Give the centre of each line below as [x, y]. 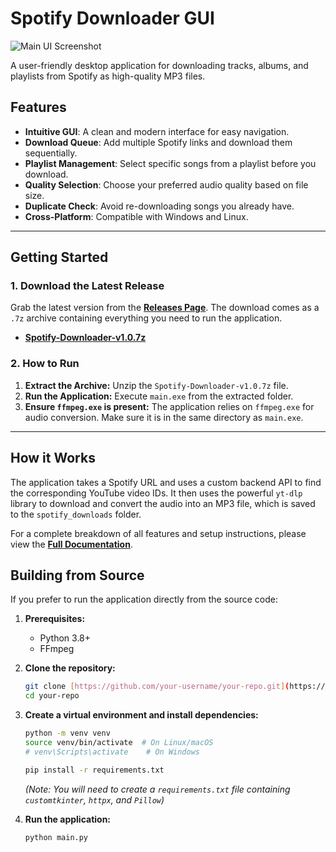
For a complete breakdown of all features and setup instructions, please [158, 533]
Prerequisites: [55, 619]
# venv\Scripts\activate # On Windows [112, 752]
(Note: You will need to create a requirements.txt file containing [157, 789]
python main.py [56, 837]
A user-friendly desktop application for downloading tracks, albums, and [159, 65]
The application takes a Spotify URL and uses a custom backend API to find [166, 482]
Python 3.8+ [65, 638]
